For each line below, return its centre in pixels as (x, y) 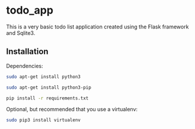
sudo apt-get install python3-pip (49, 87)
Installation (27, 52)
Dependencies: (25, 66)
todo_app (30, 10)
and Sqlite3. (21, 33)
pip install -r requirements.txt (47, 98)
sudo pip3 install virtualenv (44, 120)
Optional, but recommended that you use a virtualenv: (72, 109)
